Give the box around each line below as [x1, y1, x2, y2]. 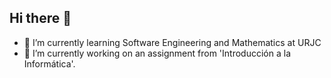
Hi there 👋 [9, 10, 72, 27]
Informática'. [23, 57, 76, 70]
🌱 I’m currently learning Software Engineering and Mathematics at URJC [23, 36, 322, 48]
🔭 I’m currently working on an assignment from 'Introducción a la [23, 47, 292, 59]
